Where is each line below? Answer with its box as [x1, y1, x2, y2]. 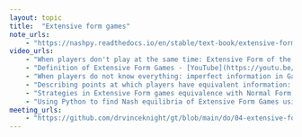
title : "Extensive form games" [9, 22, 130, 31]
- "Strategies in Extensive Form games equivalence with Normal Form [25, 88, 292, 97]
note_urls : [9, 30, 50, 39]
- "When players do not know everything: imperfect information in [25, 72, 283, 81]
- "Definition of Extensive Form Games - [25, 64, 182, 73]
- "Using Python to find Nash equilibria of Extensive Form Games [25, 96, 280, 106]
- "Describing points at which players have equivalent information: [25, 80, 292, 89]
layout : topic [9, 13, 63, 23]
